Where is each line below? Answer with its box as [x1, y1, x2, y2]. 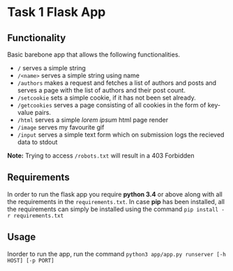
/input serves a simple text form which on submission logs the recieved [17, 130, 225, 139]
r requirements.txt [7, 212, 64, 219]
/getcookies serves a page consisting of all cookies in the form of [17, 101, 206, 109]
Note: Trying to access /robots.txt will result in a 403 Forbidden [7, 151, 195, 160]
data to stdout [17, 138, 58, 146]
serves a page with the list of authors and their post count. [17, 86, 186, 94]
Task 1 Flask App [7, 4, 106, 20]
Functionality [7, 32, 66, 44]
